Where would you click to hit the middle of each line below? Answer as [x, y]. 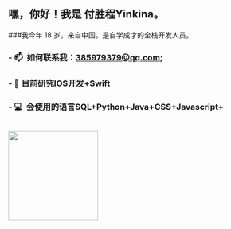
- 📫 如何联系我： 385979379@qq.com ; [86, 57]
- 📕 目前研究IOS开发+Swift [59, 83]
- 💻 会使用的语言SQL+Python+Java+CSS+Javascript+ [116, 107]
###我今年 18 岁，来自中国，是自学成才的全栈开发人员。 [101, 35]
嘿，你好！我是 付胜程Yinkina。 [86, 14]
